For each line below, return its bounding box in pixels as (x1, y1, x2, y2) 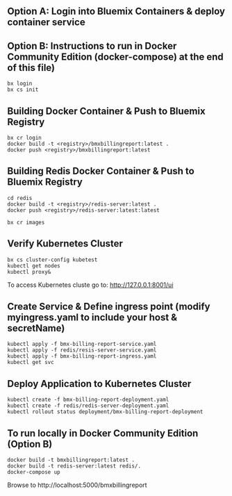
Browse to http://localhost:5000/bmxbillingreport (7, 481, 147, 489)
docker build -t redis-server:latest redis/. (7, 463, 141, 470)
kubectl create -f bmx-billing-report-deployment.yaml (7, 396, 169, 404)
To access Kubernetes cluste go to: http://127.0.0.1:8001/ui (7, 281, 174, 289)
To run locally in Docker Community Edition (7, 427, 199, 439)
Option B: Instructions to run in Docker (7, 40, 177, 51)
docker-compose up (7, 469, 60, 476)
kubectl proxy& (7, 268, 51, 275)
